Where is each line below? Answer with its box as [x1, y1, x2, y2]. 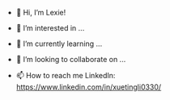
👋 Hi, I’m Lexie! [15, 8, 66, 17]
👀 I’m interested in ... [15, 23, 85, 32]
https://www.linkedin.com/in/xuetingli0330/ [15, 82, 162, 92]
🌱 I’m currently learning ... [15, 39, 103, 48]
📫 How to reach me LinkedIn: [15, 71, 116, 80]
